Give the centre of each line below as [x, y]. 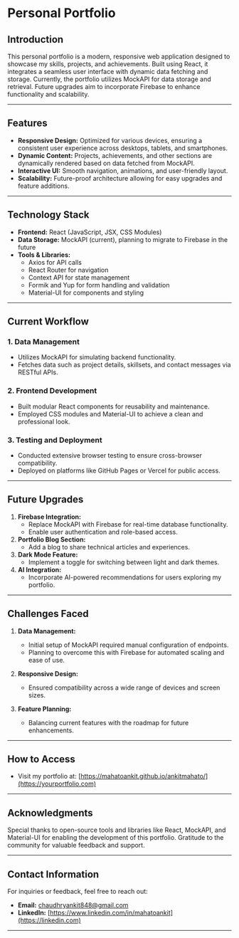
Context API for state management [79, 277]
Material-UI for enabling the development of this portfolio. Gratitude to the [116, 838]
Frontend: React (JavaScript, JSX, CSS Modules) [90, 232]
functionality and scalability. [48, 94]
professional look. [44, 421]
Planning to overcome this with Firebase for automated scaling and [126, 652]
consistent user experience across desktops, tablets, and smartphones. [122, 148]
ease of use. [47, 660]
